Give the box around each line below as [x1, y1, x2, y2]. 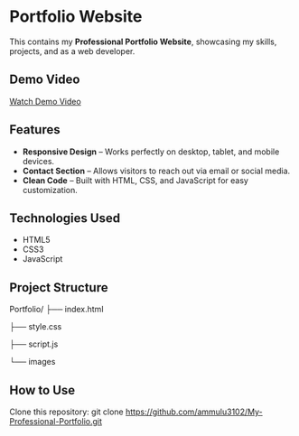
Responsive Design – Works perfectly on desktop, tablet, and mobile [22, 146, 280, 157]
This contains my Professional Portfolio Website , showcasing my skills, [9, 36, 277, 47]
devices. [22, 155, 55, 166]
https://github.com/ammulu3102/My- [125, 406, 264, 417]
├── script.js [9, 339, 59, 349]
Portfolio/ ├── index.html [9, 304, 104, 315]
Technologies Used [9, 210, 120, 226]
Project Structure [9, 280, 108, 295]
